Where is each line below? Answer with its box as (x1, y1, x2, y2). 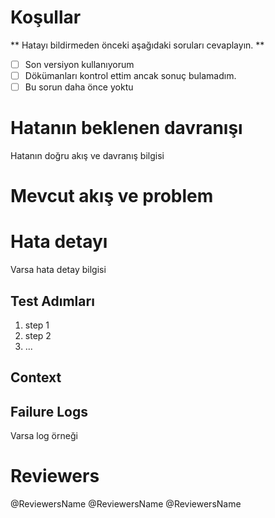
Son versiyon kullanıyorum (24, 58, 135, 70)
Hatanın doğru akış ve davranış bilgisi (10, 150, 165, 162)
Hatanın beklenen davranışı (10, 117, 243, 140)
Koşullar (10, 6, 82, 29)
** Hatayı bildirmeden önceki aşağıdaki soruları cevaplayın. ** (10, 39, 265, 51)
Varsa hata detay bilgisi (10, 264, 107, 276)
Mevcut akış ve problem (10, 185, 214, 208)
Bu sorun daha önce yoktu (24, 81, 134, 93)
